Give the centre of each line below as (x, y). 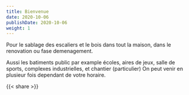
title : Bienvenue (28, 12)
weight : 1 (18, 28)
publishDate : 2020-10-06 (37, 22)
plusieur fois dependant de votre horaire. (56, 75)
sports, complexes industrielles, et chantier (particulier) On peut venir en (95, 69)
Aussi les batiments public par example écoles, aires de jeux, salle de (91, 63)
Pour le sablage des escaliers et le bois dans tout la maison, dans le (89, 45)
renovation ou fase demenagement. (50, 51)
